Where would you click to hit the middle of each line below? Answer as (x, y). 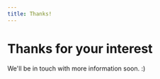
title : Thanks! (30, 14)
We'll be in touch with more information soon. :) (76, 68)
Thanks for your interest (80, 48)
